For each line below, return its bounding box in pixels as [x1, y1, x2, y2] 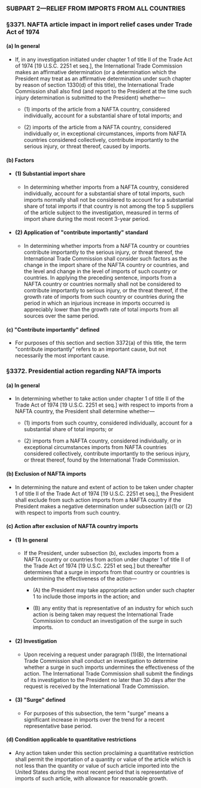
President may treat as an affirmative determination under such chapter [14, 75, 191, 82]
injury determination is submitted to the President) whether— [14, 94, 166, 101]
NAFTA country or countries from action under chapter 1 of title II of [23, 556, 191, 563]
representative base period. [23, 722, 93, 729]
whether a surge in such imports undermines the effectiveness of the [23, 663, 194, 671]
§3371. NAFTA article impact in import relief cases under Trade [6, 20, 193, 28]
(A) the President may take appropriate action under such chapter [32, 587, 195, 594]
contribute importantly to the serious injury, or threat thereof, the [23, 248, 184, 256]
